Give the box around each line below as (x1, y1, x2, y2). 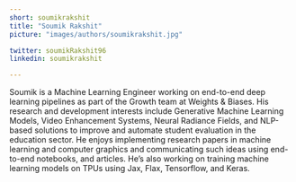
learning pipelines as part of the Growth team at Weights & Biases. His (9, 96, 269, 108)
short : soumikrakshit (9, 13, 91, 22)
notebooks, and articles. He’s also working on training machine (36, 153, 270, 164)
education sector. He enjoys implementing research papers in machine (9, 134, 272, 145)
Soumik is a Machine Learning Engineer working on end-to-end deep (9, 87, 266, 98)
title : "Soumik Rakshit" (9, 22, 103, 30)
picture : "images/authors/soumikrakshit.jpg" (9, 30, 183, 39)
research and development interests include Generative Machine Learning (9, 106, 284, 117)
